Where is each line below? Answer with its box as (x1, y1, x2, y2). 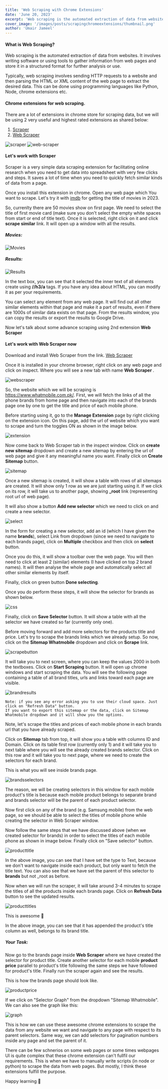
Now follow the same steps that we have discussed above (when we (5, 827, 146, 833)
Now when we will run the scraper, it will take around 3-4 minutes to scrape (5, 882, 161, 888)
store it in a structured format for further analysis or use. (5, 63, 121, 69)
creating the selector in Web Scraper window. (5, 817, 99, 823)
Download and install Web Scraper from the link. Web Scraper (5, 352, 133, 358)
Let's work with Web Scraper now (5, 341, 77, 347)
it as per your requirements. (5, 289, 62, 295)
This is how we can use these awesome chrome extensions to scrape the (5, 1021, 156, 1027)
